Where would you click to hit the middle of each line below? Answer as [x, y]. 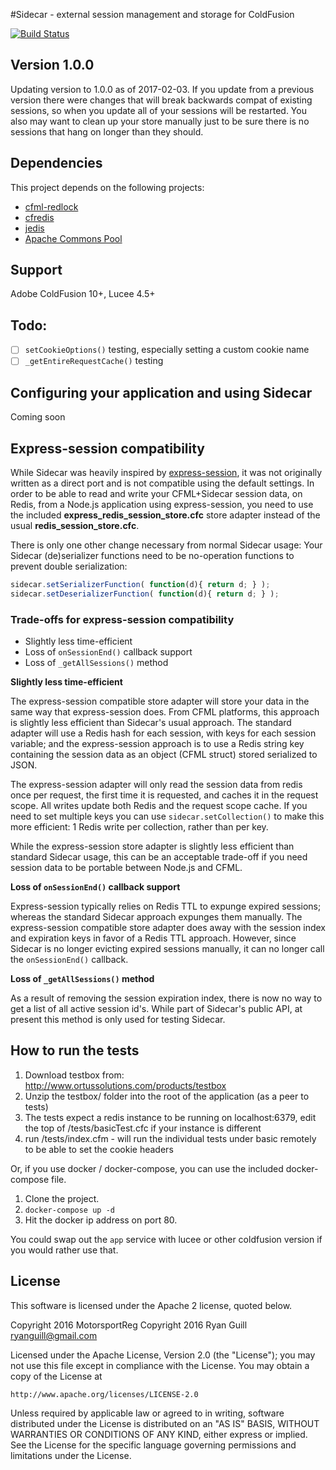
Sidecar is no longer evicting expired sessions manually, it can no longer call [167, 949]
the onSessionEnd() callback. [69, 960]
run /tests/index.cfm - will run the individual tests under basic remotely [170, 1138]
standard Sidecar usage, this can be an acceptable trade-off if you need [159, 857]
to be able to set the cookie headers [99, 1149]
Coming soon [38, 417]
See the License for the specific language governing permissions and [153, 1445]
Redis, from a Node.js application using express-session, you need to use [162, 504]
